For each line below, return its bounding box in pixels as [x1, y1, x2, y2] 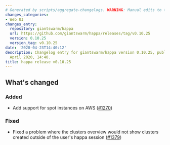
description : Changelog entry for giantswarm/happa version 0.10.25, [5, 50, 155, 55]
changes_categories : [5, 12, 49, 17]
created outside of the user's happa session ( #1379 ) [12, 134, 122, 140]
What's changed [5, 78, 59, 87]
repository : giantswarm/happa [10, 26, 73, 31]
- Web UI [5, 17, 24, 22]
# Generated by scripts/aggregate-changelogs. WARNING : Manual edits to [5, 7, 162, 13]
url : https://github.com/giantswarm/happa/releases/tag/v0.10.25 [10, 31, 151, 36]
